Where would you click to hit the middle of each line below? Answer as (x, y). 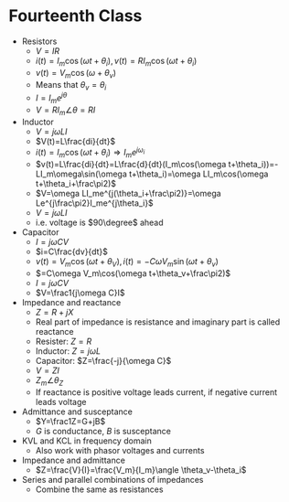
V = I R (48, 50)
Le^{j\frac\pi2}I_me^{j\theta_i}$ (95, 203)
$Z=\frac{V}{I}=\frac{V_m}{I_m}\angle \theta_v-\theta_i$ (141, 470)
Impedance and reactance (71, 302)
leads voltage (61, 401)
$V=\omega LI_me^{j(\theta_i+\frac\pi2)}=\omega (128, 194)
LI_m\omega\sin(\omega (81, 174)
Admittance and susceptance (77, 411)
